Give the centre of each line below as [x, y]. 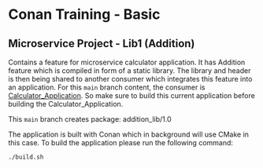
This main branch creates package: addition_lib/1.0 [90, 119]
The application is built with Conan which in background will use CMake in [129, 134]
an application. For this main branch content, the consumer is [107, 87]
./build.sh [26, 157]
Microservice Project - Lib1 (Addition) [102, 44]
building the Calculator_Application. [66, 104]
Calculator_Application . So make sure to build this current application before [132, 95]
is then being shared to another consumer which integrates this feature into [130, 79]
